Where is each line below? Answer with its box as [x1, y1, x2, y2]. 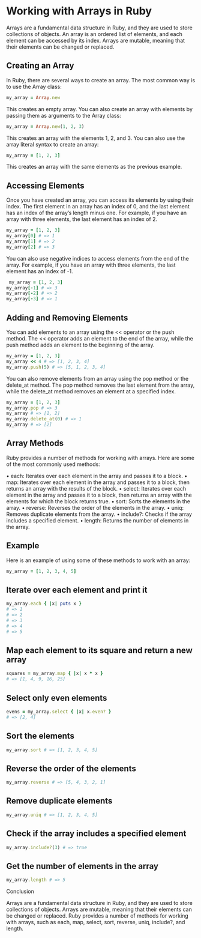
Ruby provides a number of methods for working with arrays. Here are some [6, 454, 195, 461]
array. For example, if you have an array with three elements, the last [6, 261, 176, 268]
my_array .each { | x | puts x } [6, 601, 82, 607]
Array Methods [6, 438, 64, 449]
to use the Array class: [6, 83, 62, 90]
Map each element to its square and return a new [6, 645, 193, 655]
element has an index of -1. [6, 267, 73, 274]
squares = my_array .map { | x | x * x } [6, 671, 103, 677]
